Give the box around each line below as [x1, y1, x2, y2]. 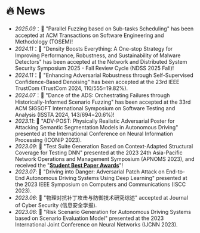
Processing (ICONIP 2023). [14, 136, 82, 144]
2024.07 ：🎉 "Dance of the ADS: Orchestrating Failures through [14, 91, 170, 99]
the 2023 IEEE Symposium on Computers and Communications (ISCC [14, 181, 186, 188]
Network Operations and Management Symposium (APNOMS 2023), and [14, 155, 195, 162]
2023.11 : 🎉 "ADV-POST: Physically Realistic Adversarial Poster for [14, 117, 175, 125]
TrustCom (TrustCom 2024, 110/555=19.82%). [14, 85, 128, 92]
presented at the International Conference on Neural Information [14, 130, 173, 137]
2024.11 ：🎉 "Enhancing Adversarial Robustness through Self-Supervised [14, 72, 193, 79]
